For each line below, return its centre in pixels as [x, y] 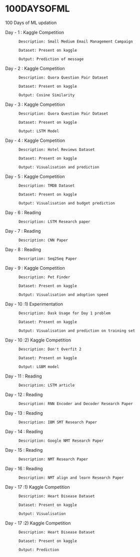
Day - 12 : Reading [24, 395]
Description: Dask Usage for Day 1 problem [64, 313]
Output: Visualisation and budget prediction [66, 203]
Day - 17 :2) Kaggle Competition [38, 523]
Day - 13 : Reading [24, 413]
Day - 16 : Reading [24, 468]
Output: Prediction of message [51, 59]
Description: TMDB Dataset [46, 185]
